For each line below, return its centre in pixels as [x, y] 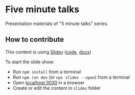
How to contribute [35, 40]
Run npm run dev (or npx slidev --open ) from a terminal [71, 77]
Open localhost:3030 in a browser [49, 82]
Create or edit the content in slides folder [57, 88]
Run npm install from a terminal [47, 72]
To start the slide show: [30, 62]
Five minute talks [42, 9]
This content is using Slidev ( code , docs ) [48, 52]
